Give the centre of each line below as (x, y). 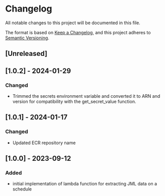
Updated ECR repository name (44, 143)
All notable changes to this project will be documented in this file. (73, 23)
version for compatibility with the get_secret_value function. (74, 102)
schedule (22, 189)
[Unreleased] (26, 54)
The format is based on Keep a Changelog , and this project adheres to (78, 32)
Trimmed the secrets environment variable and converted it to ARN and (86, 96)
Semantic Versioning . (27, 38)
